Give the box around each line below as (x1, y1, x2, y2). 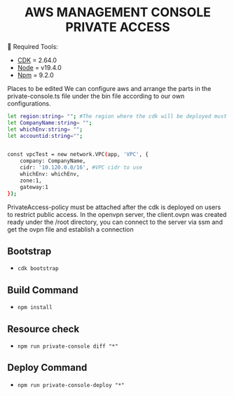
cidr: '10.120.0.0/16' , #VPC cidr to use (20, 164, 142, 171)
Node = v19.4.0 (17, 63, 62, 71)
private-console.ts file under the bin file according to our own (7, 92, 185, 100)
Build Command (7, 284, 78, 296)
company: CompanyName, (20, 157, 86, 164)
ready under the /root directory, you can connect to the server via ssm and (7, 218, 223, 226)
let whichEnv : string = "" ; (7, 126, 83, 133)
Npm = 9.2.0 (17, 71, 54, 79)
